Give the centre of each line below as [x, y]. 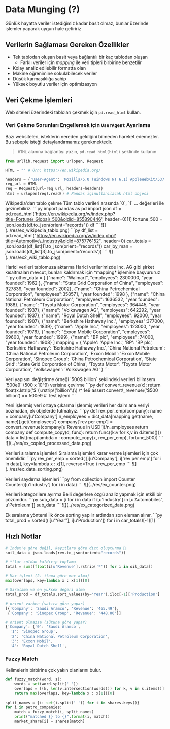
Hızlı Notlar [23, 536]
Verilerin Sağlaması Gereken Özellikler [67, 45]
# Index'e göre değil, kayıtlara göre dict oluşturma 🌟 [65, 548]
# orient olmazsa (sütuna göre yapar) [46, 622]
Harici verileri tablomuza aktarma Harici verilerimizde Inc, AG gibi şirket [80, 267]
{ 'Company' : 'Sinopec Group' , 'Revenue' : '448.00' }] [64, 613]
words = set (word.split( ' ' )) [46, 684]
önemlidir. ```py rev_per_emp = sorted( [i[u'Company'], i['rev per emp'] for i [83, 459]
